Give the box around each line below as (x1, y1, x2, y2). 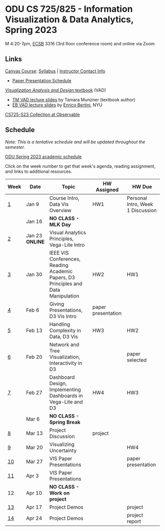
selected (127, 356, 147, 363)
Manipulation (49, 292, 80, 299)
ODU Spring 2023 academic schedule (5, 154, 82, 160)
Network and (49, 341, 80, 348)
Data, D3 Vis (49, 333, 79, 340)
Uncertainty (49, 447, 77, 454)
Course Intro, (49, 195, 80, 201)
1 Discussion (127, 207, 157, 214)
